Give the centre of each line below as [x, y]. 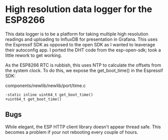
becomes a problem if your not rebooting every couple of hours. [72, 132]
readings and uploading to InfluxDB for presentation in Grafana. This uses [81, 39]
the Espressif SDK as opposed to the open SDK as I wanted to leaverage [80, 44]
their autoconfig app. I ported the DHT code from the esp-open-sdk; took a [83, 50]
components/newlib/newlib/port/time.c [46, 85]
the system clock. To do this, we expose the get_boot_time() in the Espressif [84, 70]
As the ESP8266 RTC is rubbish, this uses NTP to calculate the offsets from [83, 65]
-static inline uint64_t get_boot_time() [49, 95]
